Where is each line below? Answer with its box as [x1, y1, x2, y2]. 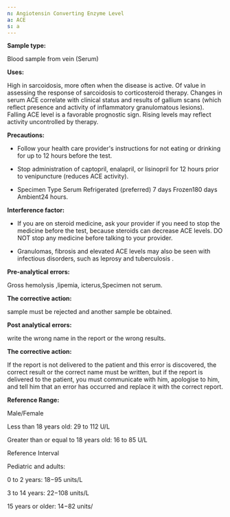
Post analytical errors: [7, 321, 72, 329]
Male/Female [7, 409, 44, 418]
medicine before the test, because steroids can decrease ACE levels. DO [16, 227, 223, 235]
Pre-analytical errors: [7, 268, 70, 276]
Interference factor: [7, 206, 65, 215]
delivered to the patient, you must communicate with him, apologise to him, [7, 375, 220, 384]
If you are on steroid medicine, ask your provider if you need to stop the [16, 219, 220, 228]
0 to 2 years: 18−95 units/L [7, 476, 83, 484]
